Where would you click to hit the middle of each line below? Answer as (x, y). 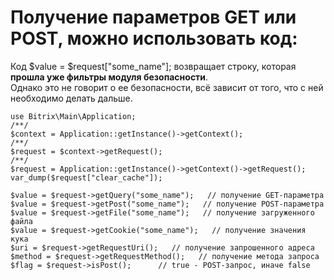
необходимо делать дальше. (71, 98)
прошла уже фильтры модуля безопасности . (109, 77)
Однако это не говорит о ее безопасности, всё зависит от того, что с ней (167, 87)
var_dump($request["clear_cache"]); (86, 177)
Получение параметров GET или (153, 17)
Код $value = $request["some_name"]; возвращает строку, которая (153, 66)
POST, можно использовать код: (154, 38)
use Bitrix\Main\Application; (73, 116)
